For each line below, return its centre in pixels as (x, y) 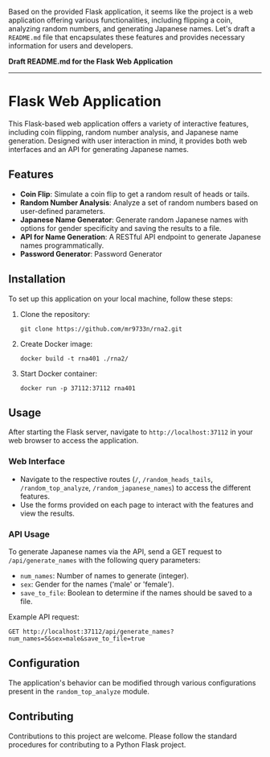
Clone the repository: (55, 314)
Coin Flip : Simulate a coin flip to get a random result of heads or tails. (135, 194)
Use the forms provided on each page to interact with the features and (137, 504)
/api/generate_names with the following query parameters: (104, 560)
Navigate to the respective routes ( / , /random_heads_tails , (116, 479)
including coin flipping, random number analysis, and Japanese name (123, 132)
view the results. (47, 513)
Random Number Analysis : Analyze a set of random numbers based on (139, 202)
